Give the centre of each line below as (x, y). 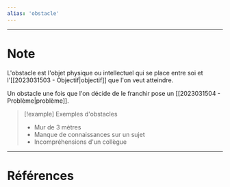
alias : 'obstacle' (33, 13)
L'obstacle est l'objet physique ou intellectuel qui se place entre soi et (105, 73)
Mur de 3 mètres (57, 127)
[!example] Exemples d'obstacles (71, 114)
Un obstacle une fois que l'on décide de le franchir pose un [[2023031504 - (114, 93)
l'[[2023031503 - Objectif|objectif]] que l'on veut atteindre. (90, 80)
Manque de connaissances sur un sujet (89, 134)
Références (40, 176)
